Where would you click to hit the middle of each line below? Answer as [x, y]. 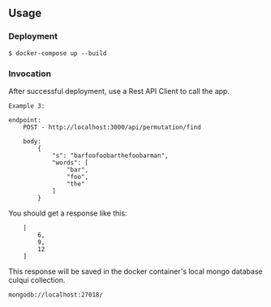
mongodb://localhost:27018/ [56, 295]
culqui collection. [37, 279]
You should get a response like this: [68, 213]
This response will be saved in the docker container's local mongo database [135, 271]
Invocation [30, 74]
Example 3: [27, 106]
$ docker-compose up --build [58, 53]
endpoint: [25, 120]
